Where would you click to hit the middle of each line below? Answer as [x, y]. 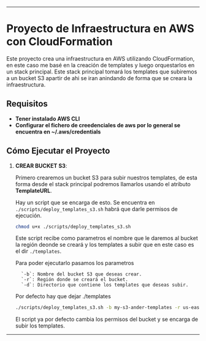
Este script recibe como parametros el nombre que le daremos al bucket [106, 238]
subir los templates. [40, 326]
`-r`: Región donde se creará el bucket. [75, 280]
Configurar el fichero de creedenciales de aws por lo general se [98, 125]
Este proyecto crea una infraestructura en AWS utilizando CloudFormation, [101, 58]
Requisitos [27, 104]
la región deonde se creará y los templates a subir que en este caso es [105, 245]
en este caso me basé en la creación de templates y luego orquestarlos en [101, 65]
